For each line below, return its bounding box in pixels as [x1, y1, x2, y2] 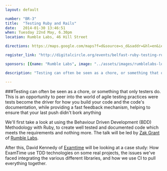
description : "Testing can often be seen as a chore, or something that [5, 70, 159, 75]
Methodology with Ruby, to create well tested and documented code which [5, 124, 159, 130]
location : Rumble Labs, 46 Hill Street [5, 35, 88, 40]
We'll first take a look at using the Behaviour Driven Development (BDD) [5, 119, 152, 125]
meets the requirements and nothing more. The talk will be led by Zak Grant [5, 129, 160, 135]
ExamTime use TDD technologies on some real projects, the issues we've [5, 150, 156, 156]
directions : [5, 44, 30, 49]
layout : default [5, 7, 39, 12]
